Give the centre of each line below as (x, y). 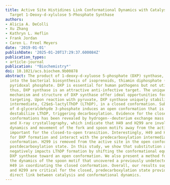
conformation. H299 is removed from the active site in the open (80, 142)
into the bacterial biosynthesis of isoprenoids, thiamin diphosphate (86, 81)
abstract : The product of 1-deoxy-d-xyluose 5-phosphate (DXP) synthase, (85, 76)
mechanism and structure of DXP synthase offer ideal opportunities (83, 95)
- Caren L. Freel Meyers (31, 43)
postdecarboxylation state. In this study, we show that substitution (86, 147)
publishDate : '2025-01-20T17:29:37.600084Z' (53, 52)
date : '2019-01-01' (26, 48)
